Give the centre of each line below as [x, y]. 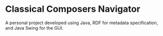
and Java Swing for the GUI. [34, 28]
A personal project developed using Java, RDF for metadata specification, [82, 23]
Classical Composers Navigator [73, 9]
